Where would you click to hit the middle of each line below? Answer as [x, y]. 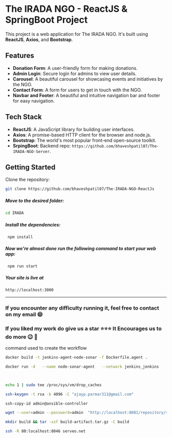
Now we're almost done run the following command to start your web [81, 248]
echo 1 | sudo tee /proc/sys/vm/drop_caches [53, 385]
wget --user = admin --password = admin [44, 413]
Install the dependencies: [33, 224]
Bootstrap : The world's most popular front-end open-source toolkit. [84, 140]
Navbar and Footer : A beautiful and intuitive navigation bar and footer [86, 95]
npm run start [23, 266]
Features [20, 56]
